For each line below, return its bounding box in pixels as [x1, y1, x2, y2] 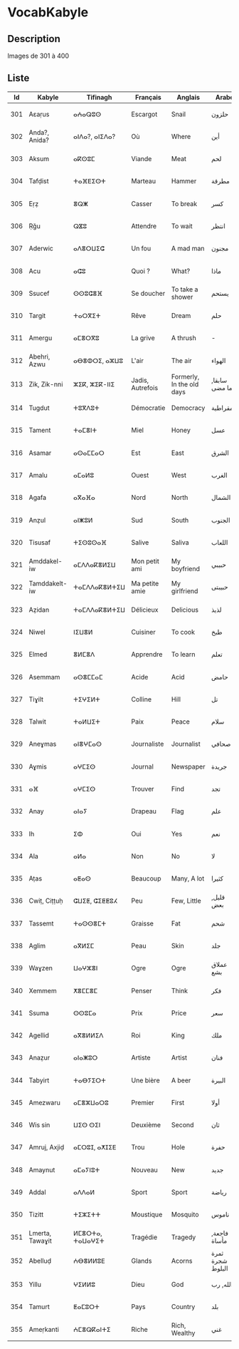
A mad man [171, 244, 205, 253]
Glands [131, 1256, 152, 1265]
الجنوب [211, 516, 230, 524]
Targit [28, 312, 46, 320]
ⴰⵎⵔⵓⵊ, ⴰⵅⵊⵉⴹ [73, 1143, 117, 1151]
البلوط [211, 1263, 228, 1273]
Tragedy [171, 1233, 196, 1241]
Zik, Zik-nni [28, 379, 63, 389]
